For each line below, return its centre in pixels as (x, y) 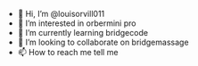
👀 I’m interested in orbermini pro (77, 23)
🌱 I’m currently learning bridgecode (83, 33)
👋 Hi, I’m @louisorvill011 (61, 14)
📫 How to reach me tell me (68, 52)
